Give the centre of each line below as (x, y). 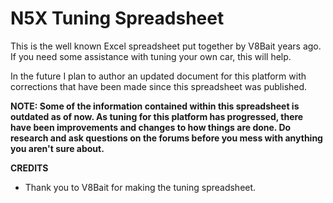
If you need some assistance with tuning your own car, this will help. (151, 56)
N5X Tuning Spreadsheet (117, 18)
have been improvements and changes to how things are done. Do (151, 127)
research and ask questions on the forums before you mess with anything (166, 138)
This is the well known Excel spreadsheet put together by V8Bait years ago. (166, 46)
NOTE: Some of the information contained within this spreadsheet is (155, 106)
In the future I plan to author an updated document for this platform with (158, 76)
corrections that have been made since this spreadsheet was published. (159, 86)
